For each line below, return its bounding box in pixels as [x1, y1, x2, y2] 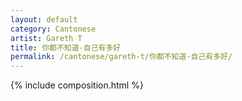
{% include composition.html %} [10, 79, 144, 91]
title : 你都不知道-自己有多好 [10, 42, 122, 53]
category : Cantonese [10, 24, 97, 34]
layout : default [10, 14, 78, 25]
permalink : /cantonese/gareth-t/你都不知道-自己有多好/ [10, 52, 233, 62]
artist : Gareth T [10, 33, 83, 43]
